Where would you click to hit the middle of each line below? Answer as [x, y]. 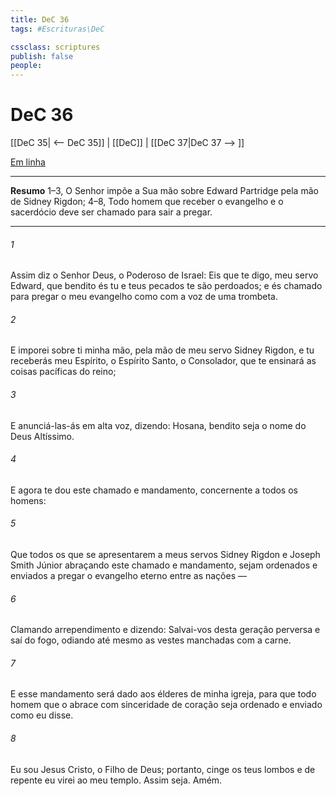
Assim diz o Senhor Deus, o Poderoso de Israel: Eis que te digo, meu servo [164, 275]
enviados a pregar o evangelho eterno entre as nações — [128, 576]
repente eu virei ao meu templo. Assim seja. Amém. [116, 780]
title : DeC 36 [40, 19]
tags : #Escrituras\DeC [57, 29]
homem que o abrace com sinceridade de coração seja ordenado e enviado [166, 705]
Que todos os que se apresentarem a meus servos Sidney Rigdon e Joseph [165, 555]
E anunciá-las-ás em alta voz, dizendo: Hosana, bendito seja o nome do [158, 425]
